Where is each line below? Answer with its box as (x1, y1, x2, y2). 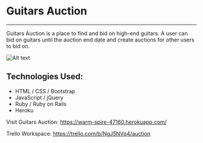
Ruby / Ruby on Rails (14, 100, 67, 108)
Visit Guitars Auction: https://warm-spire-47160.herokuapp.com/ (6, 118, 167, 126)
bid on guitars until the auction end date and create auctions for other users (6, 36, 195, 43)
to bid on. (6, 42, 30, 49)
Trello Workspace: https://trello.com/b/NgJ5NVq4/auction (6, 130, 151, 137)
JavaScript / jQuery (14, 94, 63, 101)
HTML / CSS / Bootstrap (14, 87, 76, 94)
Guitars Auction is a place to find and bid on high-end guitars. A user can (6, 29, 188, 37)
